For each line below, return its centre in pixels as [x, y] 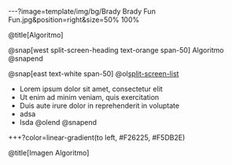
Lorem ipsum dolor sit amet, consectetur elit [91, 89]
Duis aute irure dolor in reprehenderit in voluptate [99, 106]
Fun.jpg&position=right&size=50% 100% [74, 20]
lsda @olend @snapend [58, 122]
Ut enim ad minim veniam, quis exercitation [89, 97]
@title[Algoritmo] [36, 35]
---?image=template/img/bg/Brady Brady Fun [82, 11]
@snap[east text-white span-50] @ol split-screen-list [94, 73]
